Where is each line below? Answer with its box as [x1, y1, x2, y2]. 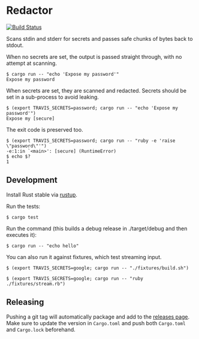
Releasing [6, 297, 44, 307]
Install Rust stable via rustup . [6, 191, 78, 198]
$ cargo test [6, 214, 39, 220]
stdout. [6, 41, 24, 49]
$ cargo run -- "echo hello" [6, 243, 79, 249]
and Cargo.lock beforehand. [6, 326, 76, 333]
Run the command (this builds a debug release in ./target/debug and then [6, 225, 188, 232]
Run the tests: [6, 203, 41, 210]
